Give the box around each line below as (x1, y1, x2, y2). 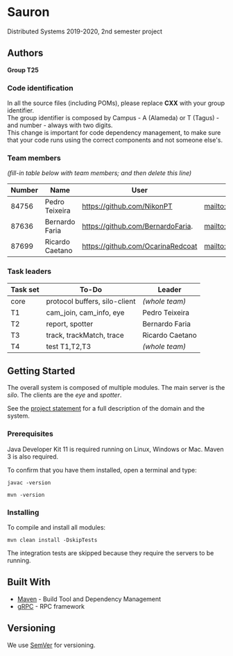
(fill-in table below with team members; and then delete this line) (7, 169, 192, 177)
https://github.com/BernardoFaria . (82, 222, 193, 231)
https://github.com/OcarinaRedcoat (82, 241, 198, 251)
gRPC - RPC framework (17, 602, 85, 610)
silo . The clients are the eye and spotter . (7, 391, 122, 400)
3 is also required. (7, 452, 59, 461)
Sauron (7, 4, 50, 20)
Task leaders (7, 267, 52, 277)
